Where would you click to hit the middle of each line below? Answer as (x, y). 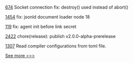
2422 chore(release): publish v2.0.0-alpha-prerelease (61, 36)
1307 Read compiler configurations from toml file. (56, 46)
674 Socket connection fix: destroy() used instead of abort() (67, 7)
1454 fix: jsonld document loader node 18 (48, 17)
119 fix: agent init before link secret (41, 26)
